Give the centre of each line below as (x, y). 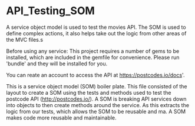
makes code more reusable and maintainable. (61, 117)
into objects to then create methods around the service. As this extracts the (98, 105)
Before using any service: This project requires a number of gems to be (93, 51)
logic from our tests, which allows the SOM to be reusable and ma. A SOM (96, 111)
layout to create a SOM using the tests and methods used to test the (89, 92)
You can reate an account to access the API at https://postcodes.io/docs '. (95, 75)
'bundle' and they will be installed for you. (57, 64)
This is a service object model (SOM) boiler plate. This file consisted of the (97, 86)
